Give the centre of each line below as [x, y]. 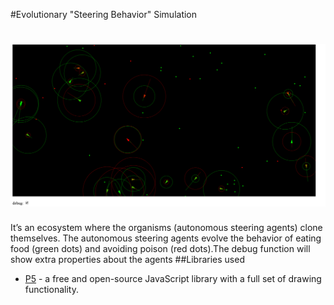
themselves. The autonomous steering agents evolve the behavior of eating [166, 238]
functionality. [51, 290]
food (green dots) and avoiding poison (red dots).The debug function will [160, 249]
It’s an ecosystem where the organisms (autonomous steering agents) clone [166, 228]
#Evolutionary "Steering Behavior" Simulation [104, 14]
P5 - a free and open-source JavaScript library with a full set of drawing [173, 279]
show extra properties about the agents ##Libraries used [127, 260]
